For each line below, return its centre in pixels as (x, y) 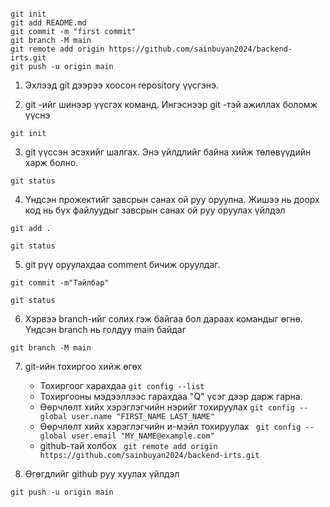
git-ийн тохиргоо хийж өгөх (83, 366)
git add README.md (48, 23)
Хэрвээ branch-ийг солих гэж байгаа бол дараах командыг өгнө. (164, 319)
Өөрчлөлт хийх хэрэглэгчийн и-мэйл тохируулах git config (170, 426)
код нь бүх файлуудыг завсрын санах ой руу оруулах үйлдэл (155, 210)
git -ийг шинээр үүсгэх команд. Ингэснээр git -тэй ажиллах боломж (171, 104)
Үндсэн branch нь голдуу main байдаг (105, 329)
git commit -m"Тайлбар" (60, 283)
